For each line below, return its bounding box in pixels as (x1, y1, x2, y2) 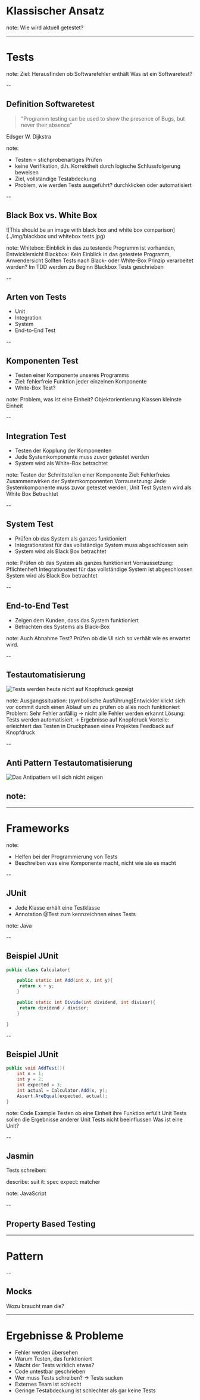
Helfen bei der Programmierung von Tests (14, 853, 118, 860)
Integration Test (6, 431, 67, 441)
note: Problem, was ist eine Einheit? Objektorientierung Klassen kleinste (6, 396, 182, 403)
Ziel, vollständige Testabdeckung (14, 175, 96, 182)
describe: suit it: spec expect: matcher (6, 1178, 101, 1186)
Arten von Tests (6, 291, 67, 302)
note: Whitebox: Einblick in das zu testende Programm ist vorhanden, (6, 244, 176, 251)
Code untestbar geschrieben (14, 1368, 86, 1375)
